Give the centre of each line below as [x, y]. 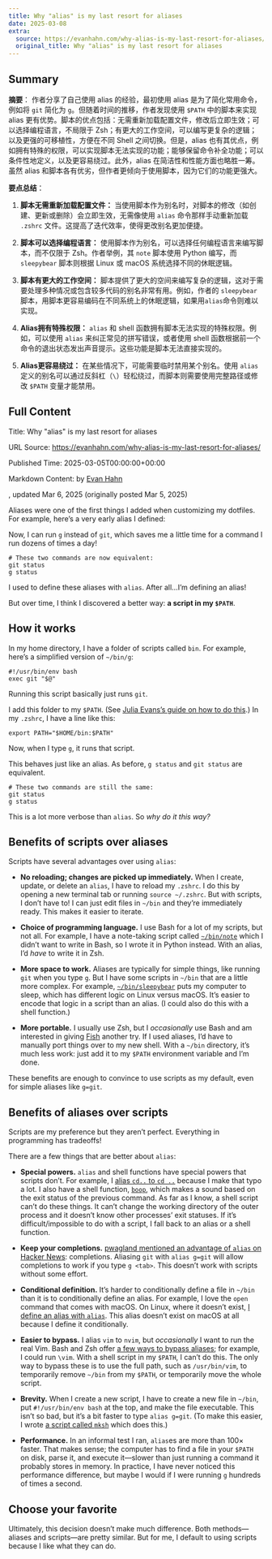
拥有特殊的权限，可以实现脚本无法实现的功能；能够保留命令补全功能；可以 [139, 150]
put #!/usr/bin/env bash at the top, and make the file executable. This [137, 1408]
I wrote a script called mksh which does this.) [94, 1425]
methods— [231, 1529]
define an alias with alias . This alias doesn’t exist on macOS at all [130, 1315]
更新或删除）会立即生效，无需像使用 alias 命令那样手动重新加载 [141, 215]
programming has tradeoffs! [55, 1141]
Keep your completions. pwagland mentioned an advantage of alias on [140, 1248]
